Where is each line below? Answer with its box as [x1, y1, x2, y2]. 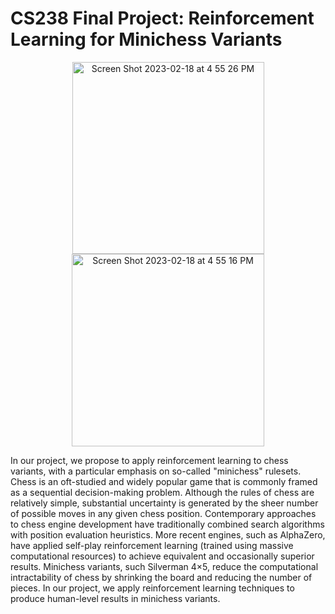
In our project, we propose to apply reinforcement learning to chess [10, 454, 289, 466]
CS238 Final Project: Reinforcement [10, 7, 315, 30]
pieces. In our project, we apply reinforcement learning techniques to [10, 582, 295, 594]
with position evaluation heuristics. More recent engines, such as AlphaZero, [10, 528, 326, 541]
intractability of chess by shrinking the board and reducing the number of [10, 571, 313, 583]
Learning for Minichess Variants [10, 28, 283, 51]
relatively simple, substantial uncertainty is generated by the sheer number [10, 497, 319, 509]
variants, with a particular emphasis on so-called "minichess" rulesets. [10, 465, 302, 477]
